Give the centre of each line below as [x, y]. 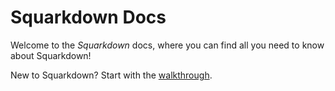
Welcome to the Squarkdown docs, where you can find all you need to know [167, 45]
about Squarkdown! [51, 55]
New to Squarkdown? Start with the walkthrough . [111, 75]
